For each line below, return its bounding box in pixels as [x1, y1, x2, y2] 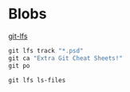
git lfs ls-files [8, 76, 66, 84]
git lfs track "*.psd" [8, 46, 84, 54]
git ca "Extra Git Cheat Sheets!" [8, 54, 124, 62]
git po [8, 62, 30, 70]
